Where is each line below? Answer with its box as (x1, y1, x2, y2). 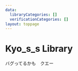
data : (5, 7, 17, 13)
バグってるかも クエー (5, 60, 54, 66)
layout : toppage (5, 21, 39, 27)
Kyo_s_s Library (5, 43, 73, 54)
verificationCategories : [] (10, 17, 69, 22)
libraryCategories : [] (10, 12, 57, 17)
